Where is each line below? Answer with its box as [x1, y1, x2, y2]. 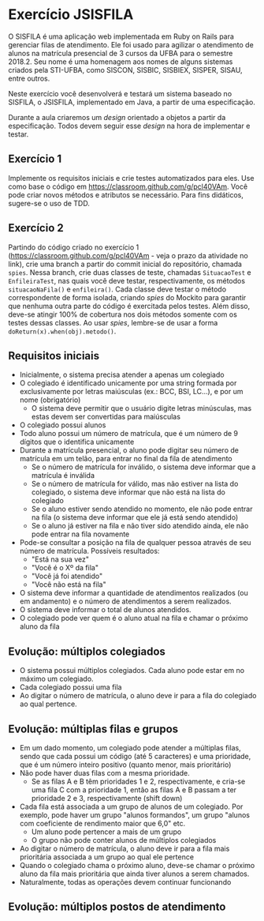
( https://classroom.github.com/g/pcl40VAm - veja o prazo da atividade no [8, 250, 248, 260]
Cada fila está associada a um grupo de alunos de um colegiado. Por [19, 802, 244, 811]
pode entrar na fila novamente [31, 529, 130, 539]
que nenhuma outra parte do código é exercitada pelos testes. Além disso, [8, 301, 251, 310]
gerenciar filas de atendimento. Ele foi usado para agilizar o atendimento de [8, 39, 254, 49]
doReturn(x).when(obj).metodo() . [8, 326, 117, 336]
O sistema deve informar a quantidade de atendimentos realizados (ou [19, 588, 248, 598]
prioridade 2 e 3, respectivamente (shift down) [31, 794, 183, 803]
